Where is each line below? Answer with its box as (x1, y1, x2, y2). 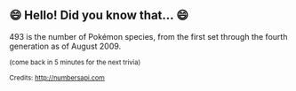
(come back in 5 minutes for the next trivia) (9, 57, 140, 66)
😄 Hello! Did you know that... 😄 (9, 8, 189, 23)
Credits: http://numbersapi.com (9, 73, 105, 82)
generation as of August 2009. (9, 41, 122, 51)
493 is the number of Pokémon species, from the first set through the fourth (9, 31, 288, 42)
